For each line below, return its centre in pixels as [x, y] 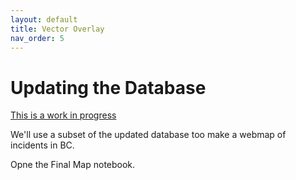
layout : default [44, 19]
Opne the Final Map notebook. [73, 165]
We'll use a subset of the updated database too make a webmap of [148, 135]
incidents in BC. [42, 145]
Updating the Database [108, 87]
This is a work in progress [63, 115]
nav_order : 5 [37, 38]
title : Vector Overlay [57, 29]
